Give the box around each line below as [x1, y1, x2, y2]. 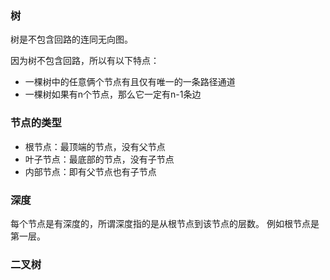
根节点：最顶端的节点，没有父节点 [24, 140, 166, 152]
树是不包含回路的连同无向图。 [10, 33, 133, 46]
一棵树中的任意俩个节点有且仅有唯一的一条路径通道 [24, 76, 236, 88]
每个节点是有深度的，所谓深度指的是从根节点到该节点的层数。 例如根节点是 [10, 217, 320, 229]
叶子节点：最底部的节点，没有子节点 [24, 153, 175, 165]
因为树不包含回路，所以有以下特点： [10, 55, 160, 67]
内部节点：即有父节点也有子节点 [24, 165, 157, 177]
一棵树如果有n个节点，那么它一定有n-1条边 [24, 88, 202, 101]
